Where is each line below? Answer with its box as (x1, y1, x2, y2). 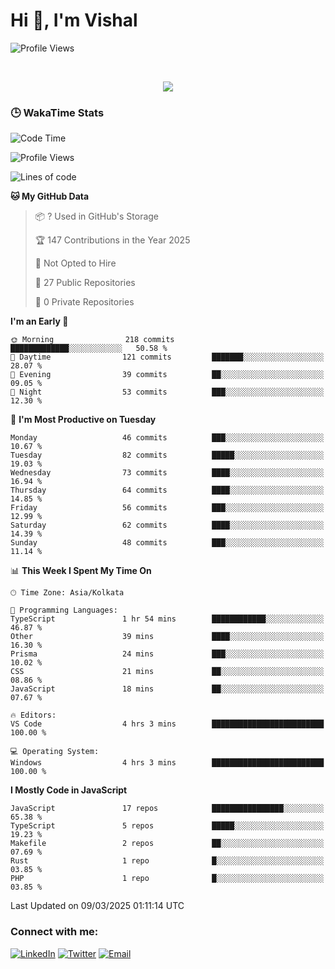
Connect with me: (10, 925, 99, 939)
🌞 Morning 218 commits (10, 335, 175, 345)
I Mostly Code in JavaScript (10, 784, 128, 796)
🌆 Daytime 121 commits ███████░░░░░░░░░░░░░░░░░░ (10, 352, 325, 363)
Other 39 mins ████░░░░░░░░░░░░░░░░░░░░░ (10, 632, 325, 642)
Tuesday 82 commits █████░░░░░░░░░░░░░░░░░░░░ (10, 450, 325, 461)
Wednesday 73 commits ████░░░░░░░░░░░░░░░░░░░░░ (10, 468, 325, 478)
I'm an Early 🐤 (10, 315, 69, 328)
